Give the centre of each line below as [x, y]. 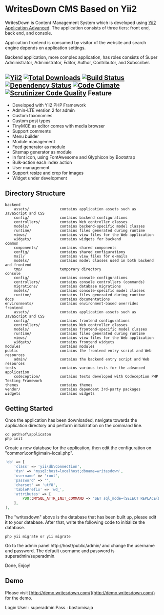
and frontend [18, 265]
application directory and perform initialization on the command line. [74, 426]
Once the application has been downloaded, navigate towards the [71, 420]
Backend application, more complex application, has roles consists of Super [81, 57]
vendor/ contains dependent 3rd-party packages [73, 389]
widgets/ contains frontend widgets [64, 342]
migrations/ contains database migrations [67, 286]
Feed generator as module [39, 147]
